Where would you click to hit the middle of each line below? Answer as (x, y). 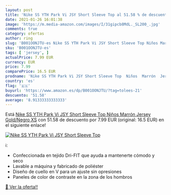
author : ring (19, 39)
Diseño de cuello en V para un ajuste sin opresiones (67, 172)
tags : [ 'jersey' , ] (27, 52)
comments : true (21, 29)
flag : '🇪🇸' (18, 86)
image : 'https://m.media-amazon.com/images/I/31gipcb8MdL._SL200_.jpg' (83, 24)
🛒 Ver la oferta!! (22, 187)
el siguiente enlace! (26, 125)
